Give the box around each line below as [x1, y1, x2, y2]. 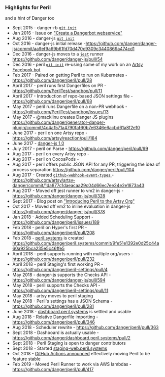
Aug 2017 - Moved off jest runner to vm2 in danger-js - [12, 188, 124, 194]
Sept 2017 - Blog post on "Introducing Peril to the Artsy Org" [12, 198, 135, 204]
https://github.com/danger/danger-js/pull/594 [12, 277, 106, 283]
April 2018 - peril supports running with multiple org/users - [12, 251, 133, 257]
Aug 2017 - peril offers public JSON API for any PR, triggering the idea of [12, 161, 160, 167]
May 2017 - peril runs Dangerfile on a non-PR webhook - [12, 103, 128, 110]
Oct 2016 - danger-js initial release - [12, 41, 86, 47]
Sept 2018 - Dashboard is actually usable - [12, 330, 99, 335]
